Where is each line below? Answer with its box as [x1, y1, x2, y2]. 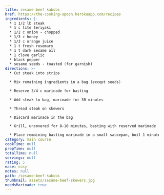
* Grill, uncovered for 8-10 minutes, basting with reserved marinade [9, 124, 156, 129]
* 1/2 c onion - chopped [9, 30, 60, 35]
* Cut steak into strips [9, 71, 60, 76]
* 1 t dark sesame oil [9, 48, 56, 53]
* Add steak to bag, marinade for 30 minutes [9, 97, 104, 102]
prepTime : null [5, 146, 36, 151]
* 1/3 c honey [9, 35, 38, 40]
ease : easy [5, 164, 27, 169]
